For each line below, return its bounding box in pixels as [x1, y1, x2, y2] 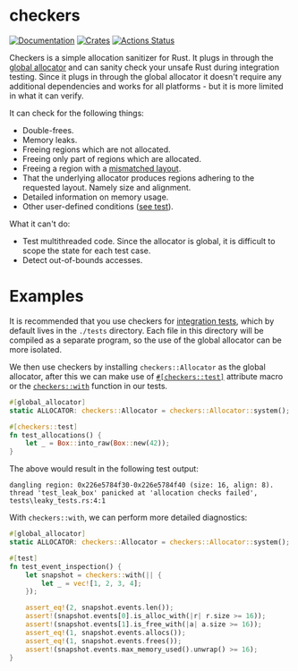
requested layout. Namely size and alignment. [21, 182, 192, 192]
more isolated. [9, 344, 63, 354]
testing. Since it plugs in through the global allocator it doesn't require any [9, 71, 282, 81]
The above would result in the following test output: [9, 463, 199, 474]
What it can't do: [9, 218, 71, 229]
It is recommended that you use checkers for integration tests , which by [9, 315, 275, 327]
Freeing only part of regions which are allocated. [21, 153, 201, 164]
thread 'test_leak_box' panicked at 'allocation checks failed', [9, 488, 258, 497]
